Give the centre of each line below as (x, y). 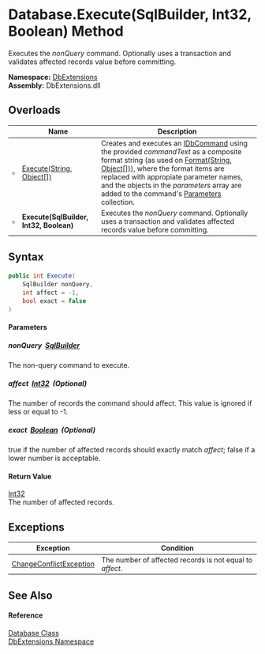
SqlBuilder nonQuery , (58, 284)
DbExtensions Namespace (51, 641)
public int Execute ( (42, 276)
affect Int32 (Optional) (48, 383)
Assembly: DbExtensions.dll (54, 85)
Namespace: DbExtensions (53, 77)
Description (177, 131)
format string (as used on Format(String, (166, 160)
